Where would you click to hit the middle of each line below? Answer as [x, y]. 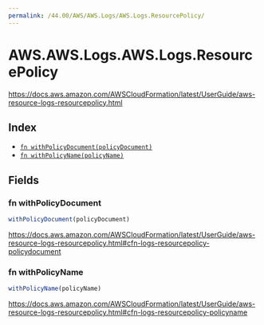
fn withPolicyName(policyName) [72, 156]
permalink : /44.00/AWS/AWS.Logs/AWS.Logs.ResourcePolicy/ [106, 16]
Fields [24, 180]
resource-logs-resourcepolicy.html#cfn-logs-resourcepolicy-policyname [128, 312]
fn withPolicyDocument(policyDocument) [86, 147]
